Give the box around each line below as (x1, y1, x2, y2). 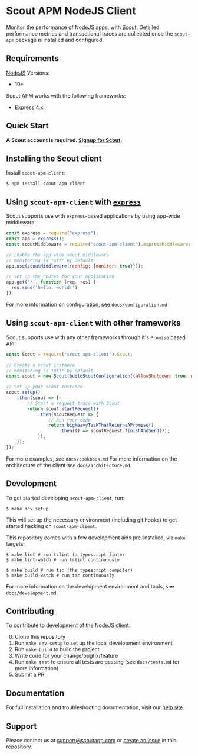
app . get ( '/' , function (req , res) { (6, 279, 96, 285)
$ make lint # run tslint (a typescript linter (6, 552, 126, 558)
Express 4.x (14, 104, 44, 111)
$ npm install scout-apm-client (6, 181, 85, 187)
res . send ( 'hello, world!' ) (11, 285, 78, 291)
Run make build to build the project (14, 646, 100, 653)
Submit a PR (14, 671, 45, 678)
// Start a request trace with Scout (27, 400, 120, 406)
